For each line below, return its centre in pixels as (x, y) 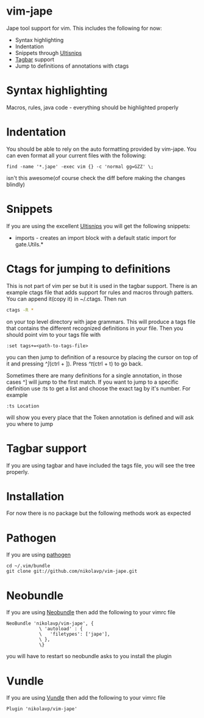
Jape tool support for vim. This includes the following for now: (84, 28)
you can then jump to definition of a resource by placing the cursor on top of (102, 357)
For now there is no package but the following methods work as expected (99, 513)
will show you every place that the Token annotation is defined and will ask (100, 417)
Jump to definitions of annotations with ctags (72, 66)
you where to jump (30, 424)
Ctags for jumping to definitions (88, 269)
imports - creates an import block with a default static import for (96, 238)
